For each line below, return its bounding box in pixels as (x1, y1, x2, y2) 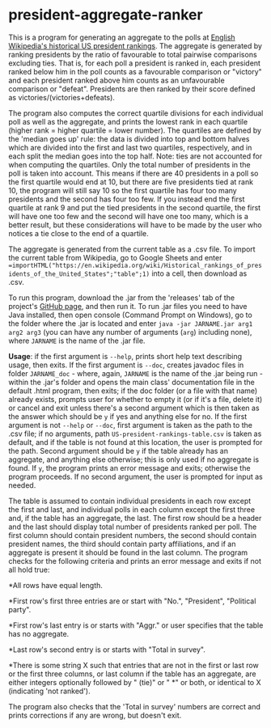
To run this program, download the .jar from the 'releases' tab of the (8, 293, 235, 303)
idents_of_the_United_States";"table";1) (8, 269, 150, 278)
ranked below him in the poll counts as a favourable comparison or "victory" (8, 66, 263, 76)
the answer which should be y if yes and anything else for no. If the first (8, 411, 248, 421)
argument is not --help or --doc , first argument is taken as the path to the (8, 420, 253, 430)
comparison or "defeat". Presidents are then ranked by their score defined (8, 83, 256, 94)
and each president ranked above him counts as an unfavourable (8, 75, 225, 85)
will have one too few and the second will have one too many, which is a (8, 211, 248, 221)
